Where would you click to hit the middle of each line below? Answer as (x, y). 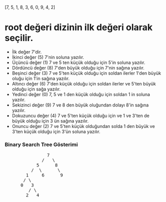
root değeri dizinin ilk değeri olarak (79, 27)
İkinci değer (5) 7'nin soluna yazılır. (48, 57)
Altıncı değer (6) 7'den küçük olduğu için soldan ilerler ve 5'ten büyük (84, 83)
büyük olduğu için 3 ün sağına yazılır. (50, 121)
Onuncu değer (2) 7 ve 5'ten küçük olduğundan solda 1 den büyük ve (83, 126)
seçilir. (19, 38)
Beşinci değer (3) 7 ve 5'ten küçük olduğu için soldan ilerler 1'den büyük (87, 73)
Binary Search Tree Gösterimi (41, 144)
